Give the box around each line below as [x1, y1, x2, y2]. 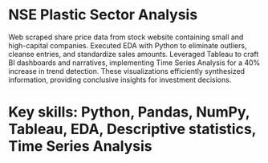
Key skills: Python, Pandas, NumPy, [8, 103, 250, 121]
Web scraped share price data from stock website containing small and [8, 32, 244, 42]
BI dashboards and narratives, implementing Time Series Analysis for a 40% [8, 58, 261, 67]
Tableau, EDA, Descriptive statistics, [8, 120, 257, 138]
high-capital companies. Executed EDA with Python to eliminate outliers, [8, 40, 247, 50]
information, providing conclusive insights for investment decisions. [8, 75, 232, 84]
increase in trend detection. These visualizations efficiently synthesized [8, 66, 246, 75]
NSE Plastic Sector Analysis [8, 6, 198, 24]
